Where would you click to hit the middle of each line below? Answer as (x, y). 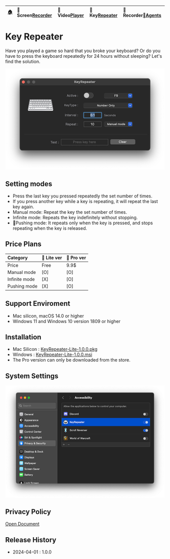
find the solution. (23, 61)
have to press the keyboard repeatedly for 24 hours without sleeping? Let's (84, 56)
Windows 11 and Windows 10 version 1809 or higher (66, 321)
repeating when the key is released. (50, 228)
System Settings (32, 376)
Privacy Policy (28, 512)
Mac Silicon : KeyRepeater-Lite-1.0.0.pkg (55, 349)
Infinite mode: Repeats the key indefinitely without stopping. (75, 217)
